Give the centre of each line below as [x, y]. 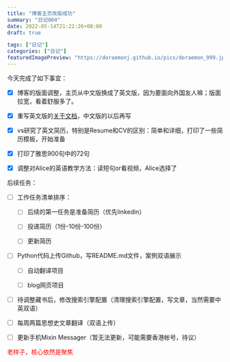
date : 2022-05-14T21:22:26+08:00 [55, 26]
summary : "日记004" [34, 20]
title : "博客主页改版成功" [41, 13]
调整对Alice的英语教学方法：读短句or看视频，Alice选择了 [97, 168]
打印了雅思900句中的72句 [53, 154]
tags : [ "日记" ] [28, 45]
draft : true [24, 33]
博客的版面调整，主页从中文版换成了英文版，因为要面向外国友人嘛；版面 [119, 93]
